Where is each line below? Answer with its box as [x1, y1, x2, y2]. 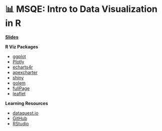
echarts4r [12, 64, 33, 70]
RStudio [12, 120, 29, 126]
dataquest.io [12, 110, 39, 116]
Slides [5, 34, 19, 40]
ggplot [12, 53, 26, 59]
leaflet [12, 90, 26, 96]
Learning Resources [5, 100, 48, 106]
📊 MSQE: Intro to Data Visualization [5, 3, 158, 15]
